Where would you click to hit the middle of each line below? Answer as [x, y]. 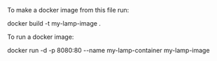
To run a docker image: [41, 37]
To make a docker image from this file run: [68, 10]
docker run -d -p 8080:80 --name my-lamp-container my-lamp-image [108, 50]
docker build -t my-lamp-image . [54, 23]
